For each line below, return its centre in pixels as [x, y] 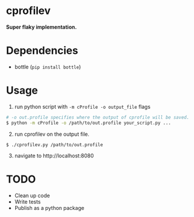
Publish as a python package [49, 208]
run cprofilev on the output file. [52, 134]
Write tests [27, 201]
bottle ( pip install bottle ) [48, 67]
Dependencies [42, 51]
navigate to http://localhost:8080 [54, 156]
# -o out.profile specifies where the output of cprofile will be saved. [98, 117]
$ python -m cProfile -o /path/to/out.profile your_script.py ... [89, 123]
